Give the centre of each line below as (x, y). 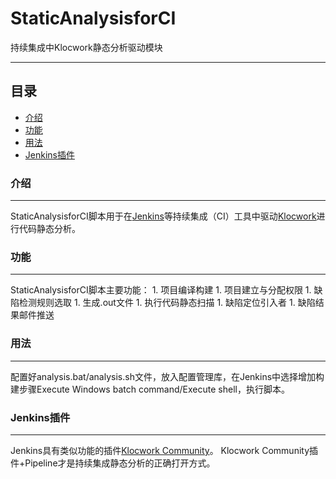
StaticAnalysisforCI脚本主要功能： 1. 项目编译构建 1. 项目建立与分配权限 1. (161, 290)
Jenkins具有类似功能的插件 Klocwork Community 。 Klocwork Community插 (164, 450)
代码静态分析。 (49, 229)
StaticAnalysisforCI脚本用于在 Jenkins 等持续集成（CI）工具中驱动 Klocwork (163, 216)
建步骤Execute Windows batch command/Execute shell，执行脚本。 (150, 389)
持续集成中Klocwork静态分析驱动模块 (86, 47)
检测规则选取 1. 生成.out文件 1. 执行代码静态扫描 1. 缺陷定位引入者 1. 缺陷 (167, 303)
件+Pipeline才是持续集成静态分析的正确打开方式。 (113, 463)
